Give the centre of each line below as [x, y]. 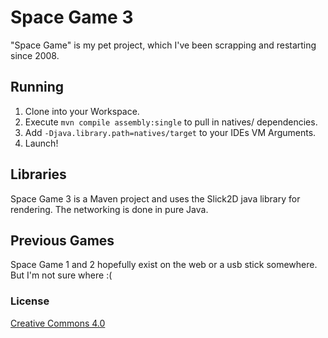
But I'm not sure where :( [61, 275]
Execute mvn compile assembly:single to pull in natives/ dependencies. [171, 122]
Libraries [38, 174]
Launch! [41, 143]
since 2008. [35, 55]
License [30, 301]
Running [37, 87]
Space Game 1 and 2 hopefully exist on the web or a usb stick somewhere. [164, 265]
